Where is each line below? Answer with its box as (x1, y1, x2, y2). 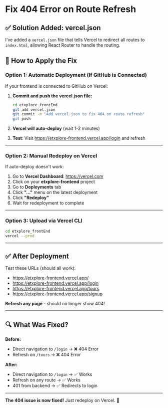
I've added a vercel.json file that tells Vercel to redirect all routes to (5, 37, 145, 43)
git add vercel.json (12, 107, 55, 112)
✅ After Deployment (5, 252, 69, 260)
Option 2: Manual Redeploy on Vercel (5, 152, 97, 159)
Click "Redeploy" (12, 194, 49, 201)
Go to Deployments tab (12, 184, 61, 190)
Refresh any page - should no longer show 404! (5, 301, 105, 307)
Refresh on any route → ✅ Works (12, 377, 81, 383)
